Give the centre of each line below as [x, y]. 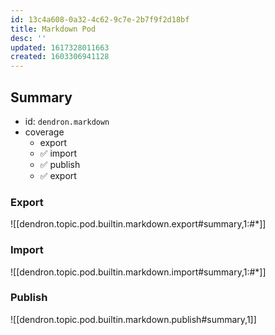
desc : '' [28, 38]
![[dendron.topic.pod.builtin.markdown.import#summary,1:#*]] [138, 272]
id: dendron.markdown [67, 121]
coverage [44, 132]
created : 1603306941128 [60, 57]
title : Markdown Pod [53, 29]
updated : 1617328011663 [60, 47]
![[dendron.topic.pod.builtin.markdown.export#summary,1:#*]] [138, 224]
